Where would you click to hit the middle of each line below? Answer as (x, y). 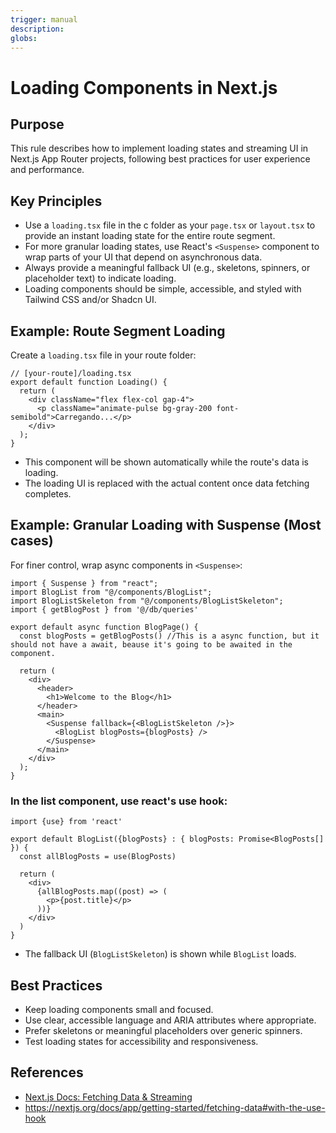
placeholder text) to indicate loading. (100, 278)
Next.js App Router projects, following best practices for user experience (160, 159)
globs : (24, 38)
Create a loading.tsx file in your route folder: (103, 355)
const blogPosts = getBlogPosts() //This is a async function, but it (169, 636)
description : (37, 29)
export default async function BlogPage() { (104, 627)
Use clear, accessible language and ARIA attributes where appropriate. (170, 1020)
